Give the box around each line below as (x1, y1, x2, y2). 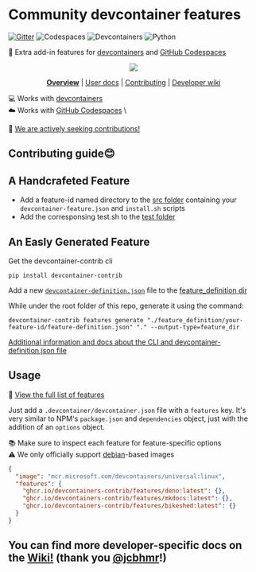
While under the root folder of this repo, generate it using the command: (8, 301, 244, 310)
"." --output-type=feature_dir (136, 323, 240, 331)
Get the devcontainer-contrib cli (8, 256, 113, 266)
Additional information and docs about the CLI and (8, 337, 173, 347)
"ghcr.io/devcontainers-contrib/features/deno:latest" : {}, (22, 487, 226, 495)
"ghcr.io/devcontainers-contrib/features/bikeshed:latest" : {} (22, 502, 237, 510)
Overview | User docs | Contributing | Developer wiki (46, 77, 221, 87)
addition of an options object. (8, 422, 105, 431)
